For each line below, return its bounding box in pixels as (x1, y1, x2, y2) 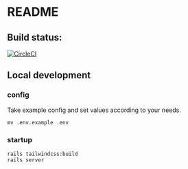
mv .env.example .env (7, 119, 69, 126)
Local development (7, 69, 91, 81)
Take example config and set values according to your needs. (7, 106, 182, 114)
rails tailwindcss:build (7, 150, 78, 157)
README (7, 4, 59, 20)
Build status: (7, 32, 62, 43)
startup (7, 135, 33, 144)
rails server (7, 156, 45, 164)
